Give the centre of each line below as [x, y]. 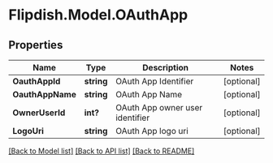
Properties [36, 45]
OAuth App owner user [159, 107]
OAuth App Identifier [154, 81]
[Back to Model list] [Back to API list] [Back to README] [102, 151]
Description [165, 68]
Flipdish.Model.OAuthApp [98, 15]
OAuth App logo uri [152, 131]
